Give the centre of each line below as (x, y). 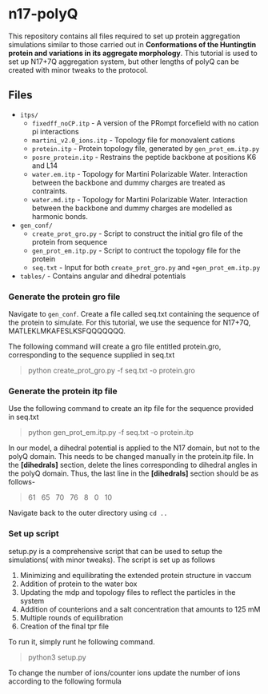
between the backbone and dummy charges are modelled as (132, 208)
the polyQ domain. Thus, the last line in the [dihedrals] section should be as (133, 473)
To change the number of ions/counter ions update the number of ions (124, 672)
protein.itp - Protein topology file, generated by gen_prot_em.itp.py (146, 148)
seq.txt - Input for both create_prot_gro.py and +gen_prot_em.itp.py (146, 267)
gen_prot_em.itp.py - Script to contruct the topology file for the (136, 250)
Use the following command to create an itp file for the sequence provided (131, 409)
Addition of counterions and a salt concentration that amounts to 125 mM (140, 609)
